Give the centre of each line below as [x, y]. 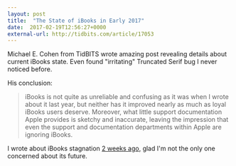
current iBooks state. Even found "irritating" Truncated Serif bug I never [112, 62]
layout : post [27, 14]
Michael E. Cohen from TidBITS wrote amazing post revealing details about [117, 54]
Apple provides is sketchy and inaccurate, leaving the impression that [127, 120]
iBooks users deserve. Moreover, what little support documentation [123, 112]
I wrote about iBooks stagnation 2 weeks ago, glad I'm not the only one [111, 149]
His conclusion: [30, 83]
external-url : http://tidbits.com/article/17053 [81, 34]
